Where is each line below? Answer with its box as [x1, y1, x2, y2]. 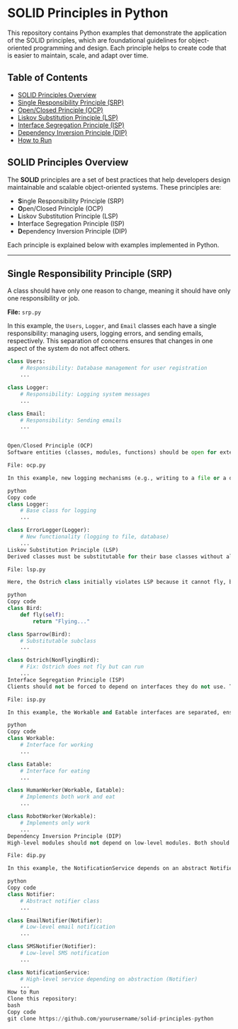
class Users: [7, 358, 46, 365]
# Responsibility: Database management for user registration [20, 364, 208, 372]
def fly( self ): [20, 611, 65, 619]
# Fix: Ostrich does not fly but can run [20, 663, 144, 670]
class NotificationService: [7, 969, 91, 976]
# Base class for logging [20, 507, 97, 514]
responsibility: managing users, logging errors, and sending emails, [7, 329, 204, 338]
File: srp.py [7, 307, 41, 317]
